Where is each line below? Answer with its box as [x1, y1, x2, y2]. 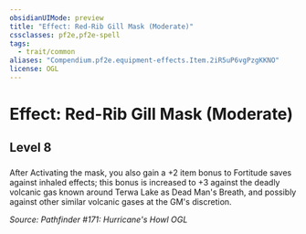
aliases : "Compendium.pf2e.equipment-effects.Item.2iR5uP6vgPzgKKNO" [9, 56, 280, 65]
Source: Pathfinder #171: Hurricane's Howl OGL [9, 214, 188, 225]
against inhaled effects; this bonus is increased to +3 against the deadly [9, 177, 280, 188]
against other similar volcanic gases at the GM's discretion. [9, 197, 232, 207]
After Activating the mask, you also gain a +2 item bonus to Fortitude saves [9, 167, 292, 178]
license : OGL [9, 65, 59, 74]
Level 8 [9, 140, 52, 155]
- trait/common [17, 48, 76, 57]
